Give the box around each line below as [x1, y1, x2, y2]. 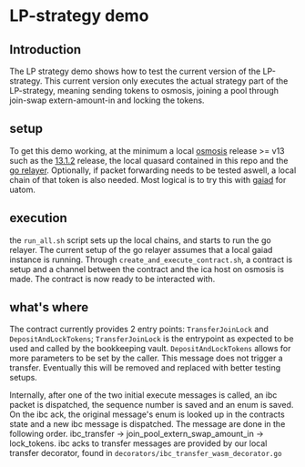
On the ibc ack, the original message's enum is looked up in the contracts [9, 409, 285, 420]
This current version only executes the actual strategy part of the [44, 76, 289, 86]
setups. [9, 372, 38, 383]
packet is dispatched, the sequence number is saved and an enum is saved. [9, 400, 294, 411]
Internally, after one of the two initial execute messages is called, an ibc [9, 390, 278, 401]
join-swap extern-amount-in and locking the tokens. [9, 95, 205, 106]
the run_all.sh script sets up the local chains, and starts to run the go [9, 234, 271, 246]
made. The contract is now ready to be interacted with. [9, 273, 216, 284]
